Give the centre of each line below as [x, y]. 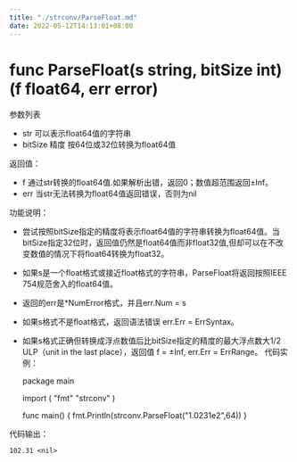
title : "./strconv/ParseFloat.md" [74, 17]
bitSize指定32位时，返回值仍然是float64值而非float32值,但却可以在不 [149, 243]
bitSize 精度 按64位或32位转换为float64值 [99, 144]
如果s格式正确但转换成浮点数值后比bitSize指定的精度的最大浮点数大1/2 [152, 341]
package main [48, 381]
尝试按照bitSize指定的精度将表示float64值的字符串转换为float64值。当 [151, 232]
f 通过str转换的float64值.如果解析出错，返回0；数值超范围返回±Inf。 [148, 183]
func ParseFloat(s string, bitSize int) [146, 70]
